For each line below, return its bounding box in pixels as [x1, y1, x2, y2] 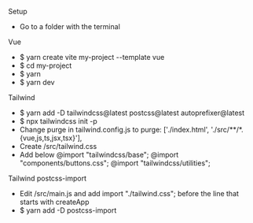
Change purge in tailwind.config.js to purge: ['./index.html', [19, 125, 210, 134]
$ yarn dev [19, 78, 55, 87]
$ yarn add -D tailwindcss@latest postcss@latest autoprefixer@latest [19, 108, 245, 117]
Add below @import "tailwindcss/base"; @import [19, 150, 179, 159]
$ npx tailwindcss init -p [19, 117, 98, 125]
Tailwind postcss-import [8, 173, 86, 183]
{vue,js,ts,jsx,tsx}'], [19, 133, 82, 143]
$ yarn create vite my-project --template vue [19, 53, 165, 61]
